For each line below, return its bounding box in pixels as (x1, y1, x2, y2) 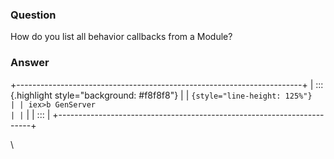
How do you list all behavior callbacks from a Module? (10, 31, 233, 43)
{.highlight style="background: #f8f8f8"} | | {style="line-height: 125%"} (10, 89, 313, 101)
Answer (10, 56, 50, 70)
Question (10, 8, 57, 22)
